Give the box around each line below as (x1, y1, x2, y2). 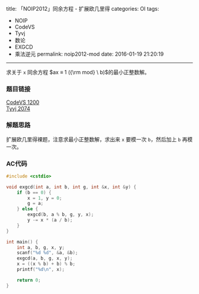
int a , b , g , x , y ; (17, 244, 65, 251)
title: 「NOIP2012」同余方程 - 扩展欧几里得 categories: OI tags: (6, 5, 159, 12)
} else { (17, 206, 38, 212)
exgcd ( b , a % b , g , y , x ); (27, 211, 94, 218)
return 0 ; (17, 277, 41, 283)
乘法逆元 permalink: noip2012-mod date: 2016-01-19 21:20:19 (14, 50, 164, 58)
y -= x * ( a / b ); (27, 217, 73, 223)
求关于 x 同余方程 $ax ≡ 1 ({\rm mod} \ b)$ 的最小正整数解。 (6, 69, 150, 75)
